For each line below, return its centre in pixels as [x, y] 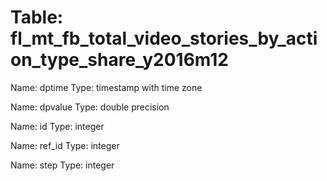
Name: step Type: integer [62, 165]
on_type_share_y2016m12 [119, 60]
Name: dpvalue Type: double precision [90, 107]
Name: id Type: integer [57, 126]
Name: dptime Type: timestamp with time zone [106, 87]
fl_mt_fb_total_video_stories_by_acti [164, 38]
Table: [37, 17]
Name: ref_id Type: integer [65, 145]
